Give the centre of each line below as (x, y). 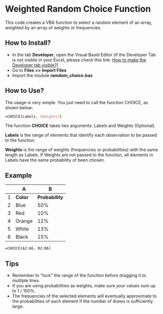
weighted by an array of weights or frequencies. (53, 27)
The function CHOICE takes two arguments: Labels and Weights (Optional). (80, 126)
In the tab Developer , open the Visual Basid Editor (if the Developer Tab (84, 55)
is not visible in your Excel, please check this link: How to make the (79, 60)
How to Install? (28, 43)
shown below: (19, 108)
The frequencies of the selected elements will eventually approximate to (84, 296)
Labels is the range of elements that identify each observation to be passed (81, 135)
